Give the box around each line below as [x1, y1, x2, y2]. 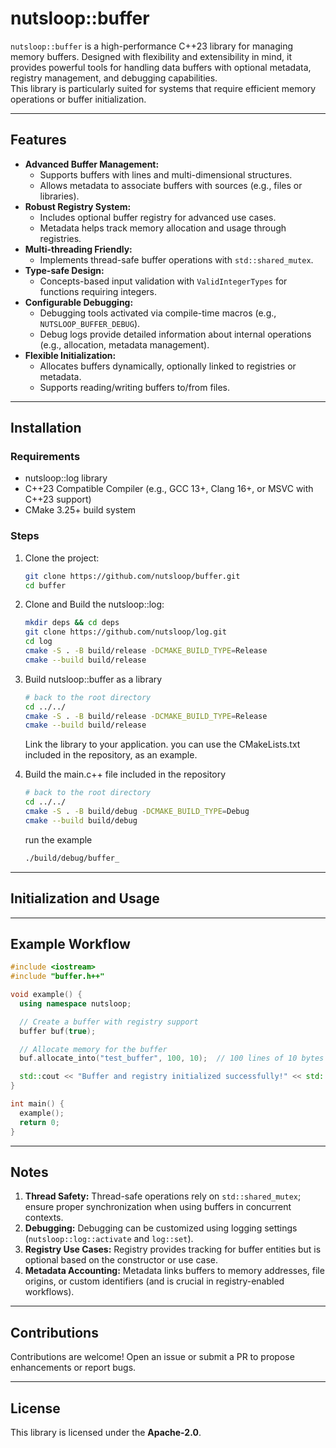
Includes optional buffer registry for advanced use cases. [39, 211, 277, 223]
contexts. [24, 1212, 64, 1224]
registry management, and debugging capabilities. [10, 72, 218, 84]
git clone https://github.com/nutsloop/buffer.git [24, 571, 241, 581]
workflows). [24, 1286, 75, 1298]
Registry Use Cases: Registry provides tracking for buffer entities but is [24, 1243, 322, 1256]
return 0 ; [19, 1117, 60, 1127]
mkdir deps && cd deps [24, 618, 120, 628]
